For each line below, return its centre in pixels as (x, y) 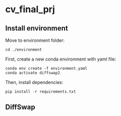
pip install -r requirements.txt (41, 92)
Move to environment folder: (35, 40)
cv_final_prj (30, 9)
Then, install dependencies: (34, 82)
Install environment (37, 28)
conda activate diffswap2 (33, 73)
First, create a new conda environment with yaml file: (61, 59)
